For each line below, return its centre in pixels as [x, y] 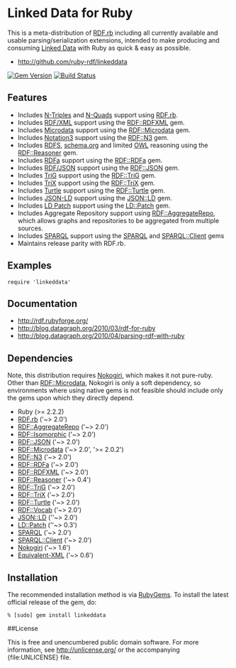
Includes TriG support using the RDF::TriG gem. [86, 175]
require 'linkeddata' [39, 282]
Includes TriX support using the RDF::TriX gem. [86, 183]
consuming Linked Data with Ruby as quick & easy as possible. [99, 48]
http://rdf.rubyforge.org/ [53, 320]
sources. [30, 228]
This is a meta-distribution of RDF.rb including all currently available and [113, 33]
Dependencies [40, 358]
